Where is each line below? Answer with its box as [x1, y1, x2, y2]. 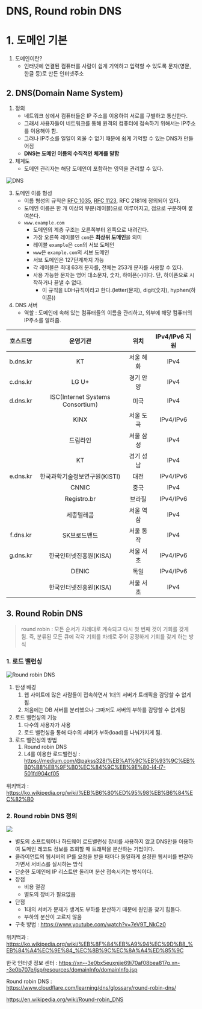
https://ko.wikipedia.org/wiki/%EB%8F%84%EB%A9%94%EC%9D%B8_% [6, 940, 194, 948]
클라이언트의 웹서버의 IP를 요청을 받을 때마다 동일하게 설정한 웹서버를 [14, 853, 177, 861]
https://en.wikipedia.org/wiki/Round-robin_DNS [6, 996, 124, 1003]
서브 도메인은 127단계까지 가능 [32, 256, 104, 263]
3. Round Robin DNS [6, 608, 83, 619]
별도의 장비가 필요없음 [23, 891, 76, 898]
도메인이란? [14, 55, 43, 62]
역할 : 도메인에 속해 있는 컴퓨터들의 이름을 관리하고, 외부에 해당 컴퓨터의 [23, 309, 192, 316]
